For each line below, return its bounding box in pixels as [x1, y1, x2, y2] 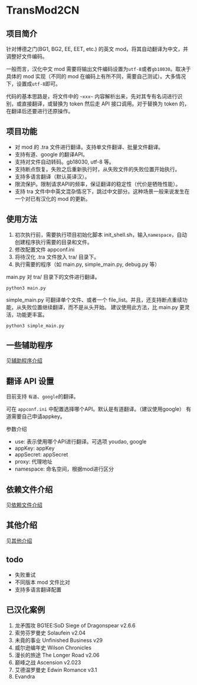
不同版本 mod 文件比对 [14, 578, 70, 586]
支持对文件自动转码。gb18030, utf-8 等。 [14, 158, 115, 165]
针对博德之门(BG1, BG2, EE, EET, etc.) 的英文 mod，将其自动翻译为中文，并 [6, 46, 189, 52]
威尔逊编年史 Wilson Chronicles [14, 644, 91, 651]
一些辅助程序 [6, 340, 53, 350]
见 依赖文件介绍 [6, 501, 42, 509]
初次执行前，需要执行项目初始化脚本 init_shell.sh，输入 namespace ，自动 [14, 231, 188, 238]
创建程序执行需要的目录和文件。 [14, 238, 93, 246]
